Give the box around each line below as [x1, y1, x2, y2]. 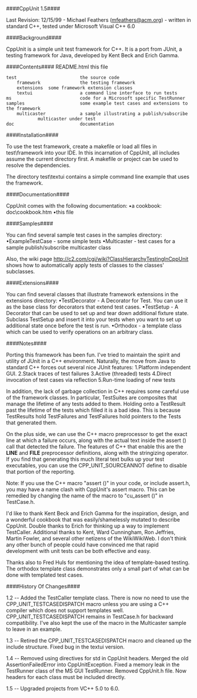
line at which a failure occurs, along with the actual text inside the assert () [6, 437, 186, 444]
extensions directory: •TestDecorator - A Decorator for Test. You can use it [6, 297, 188, 304]
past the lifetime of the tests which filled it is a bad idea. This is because [6, 407, 181, 414]
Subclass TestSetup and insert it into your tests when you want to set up [6, 316, 181, 323]
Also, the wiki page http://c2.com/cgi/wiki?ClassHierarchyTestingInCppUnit [6, 255, 189, 262]
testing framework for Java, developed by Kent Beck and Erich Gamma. [6, 52, 179, 58]
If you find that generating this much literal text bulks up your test [6, 455, 165, 463]
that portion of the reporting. [6, 468, 75, 475]
